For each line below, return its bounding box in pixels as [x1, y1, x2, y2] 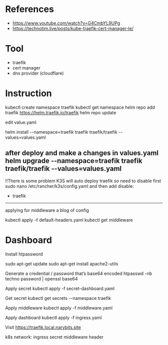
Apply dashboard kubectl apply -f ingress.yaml [5, 314, 102, 320]
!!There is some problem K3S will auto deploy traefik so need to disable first [5, 178, 161, 184]
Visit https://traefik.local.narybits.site [5, 324, 81, 330]
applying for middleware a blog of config [5, 207, 89, 213]
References [5, 4, 54, 15]
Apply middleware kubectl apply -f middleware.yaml [5, 304, 113, 311]
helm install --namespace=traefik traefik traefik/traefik [5, 129, 117, 135]
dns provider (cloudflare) [12, 70, 64, 76]
